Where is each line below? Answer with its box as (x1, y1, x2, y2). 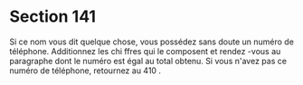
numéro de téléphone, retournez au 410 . (9, 65, 161, 76)
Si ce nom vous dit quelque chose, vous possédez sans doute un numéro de (9, 36, 294, 47)
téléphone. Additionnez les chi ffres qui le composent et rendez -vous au (9, 45, 281, 56)
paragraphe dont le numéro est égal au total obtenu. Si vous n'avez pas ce (9, 55, 288, 66)
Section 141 (9, 6, 97, 27)
